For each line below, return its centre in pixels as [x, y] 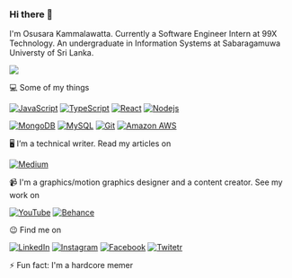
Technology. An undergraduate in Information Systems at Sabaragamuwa [145, 43]
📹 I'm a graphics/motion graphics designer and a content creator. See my [146, 182]
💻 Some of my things [49, 88]
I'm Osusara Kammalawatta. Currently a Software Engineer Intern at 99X [143, 34]
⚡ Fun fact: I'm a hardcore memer [71, 265]
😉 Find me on [35, 230]
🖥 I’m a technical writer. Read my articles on [90, 143]
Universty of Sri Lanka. [52, 53]
